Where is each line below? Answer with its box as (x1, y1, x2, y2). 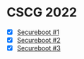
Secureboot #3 (16, 44, 61, 53)
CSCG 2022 (6, 4, 78, 21)
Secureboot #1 (16, 28, 59, 36)
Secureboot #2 (16, 36, 61, 44)
